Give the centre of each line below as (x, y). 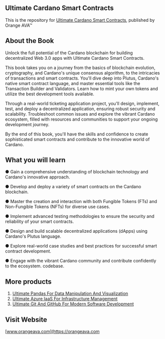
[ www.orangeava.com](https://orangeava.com (52, 332)
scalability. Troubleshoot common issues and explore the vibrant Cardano (80, 114)
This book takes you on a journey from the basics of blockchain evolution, (80, 67)
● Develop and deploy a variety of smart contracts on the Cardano (73, 187)
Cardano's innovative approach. (38, 177)
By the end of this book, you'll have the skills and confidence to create (77, 134)
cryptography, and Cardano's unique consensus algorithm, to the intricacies (82, 73)
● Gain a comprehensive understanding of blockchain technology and (77, 172)
